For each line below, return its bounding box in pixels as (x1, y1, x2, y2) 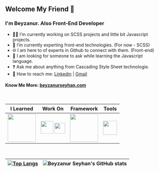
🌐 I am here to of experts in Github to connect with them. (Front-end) (12, 47, 155, 53)
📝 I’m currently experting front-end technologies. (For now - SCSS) (12, 42, 151, 48)
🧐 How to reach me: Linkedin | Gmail (12, 71, 87, 77)
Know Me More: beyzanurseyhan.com (5, 82, 86, 88)
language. (12, 58, 33, 64)
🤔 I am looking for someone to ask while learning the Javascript (12, 53, 143, 59)
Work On (42, 105, 64, 112)
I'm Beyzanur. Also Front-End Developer (5, 20, 105, 27)
